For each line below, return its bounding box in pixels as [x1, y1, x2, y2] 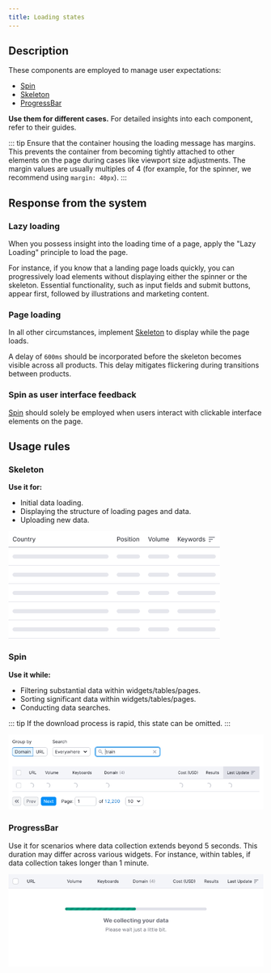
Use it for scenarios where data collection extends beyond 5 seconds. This [8, 840, 258, 850]
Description [8, 45, 69, 58]
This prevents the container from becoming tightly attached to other [8, 147, 235, 157]
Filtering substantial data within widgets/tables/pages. [19, 685, 201, 695]
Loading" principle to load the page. [8, 248, 129, 257]
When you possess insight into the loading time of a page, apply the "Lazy [8, 239, 256, 249]
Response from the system [8, 196, 147, 210]
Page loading [8, 309, 61, 321]
